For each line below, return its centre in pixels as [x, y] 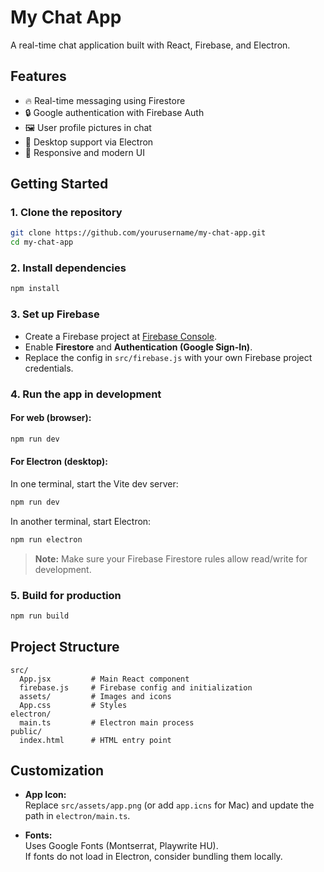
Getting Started [59, 184]
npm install [35, 289]
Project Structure [65, 647]
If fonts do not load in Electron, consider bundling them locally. [153, 857]
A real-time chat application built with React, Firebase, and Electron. [150, 45]
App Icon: [45, 795]
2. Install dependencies [68, 268]
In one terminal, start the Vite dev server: [94, 483]
